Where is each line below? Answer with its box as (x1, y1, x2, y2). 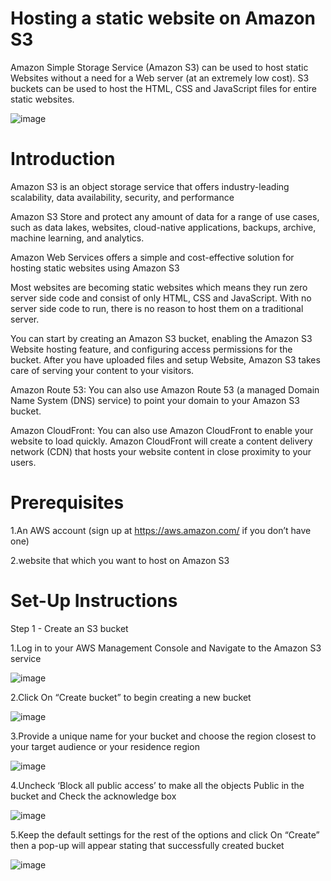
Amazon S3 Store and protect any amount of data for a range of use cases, (10, 210, 320, 222)
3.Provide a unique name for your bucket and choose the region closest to (10, 730, 317, 742)
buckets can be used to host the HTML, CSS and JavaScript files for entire (10, 82, 318, 94)
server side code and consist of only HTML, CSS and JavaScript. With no (10, 292, 312, 304)
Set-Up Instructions (10, 590, 178, 612)
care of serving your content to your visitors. (10, 364, 195, 376)
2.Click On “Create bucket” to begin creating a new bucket (10, 691, 252, 703)
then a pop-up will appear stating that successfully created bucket (10, 839, 285, 851)
